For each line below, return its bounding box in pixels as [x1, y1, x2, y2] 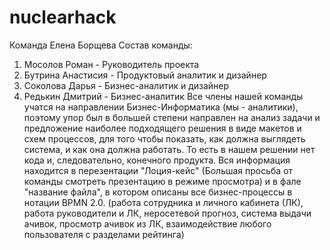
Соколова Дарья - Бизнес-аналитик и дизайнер [23, 79, 230, 91]
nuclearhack [9, 6, 117, 29]
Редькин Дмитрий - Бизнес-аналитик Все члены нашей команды [23, 90, 304, 102]
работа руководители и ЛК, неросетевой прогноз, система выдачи [23, 207, 312, 219]
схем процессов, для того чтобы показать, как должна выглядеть [23, 132, 306, 145]
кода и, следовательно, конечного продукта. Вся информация [23, 154, 291, 166]
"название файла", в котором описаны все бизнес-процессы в [23, 186, 293, 198]
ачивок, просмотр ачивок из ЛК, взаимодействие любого [23, 217, 272, 230]
